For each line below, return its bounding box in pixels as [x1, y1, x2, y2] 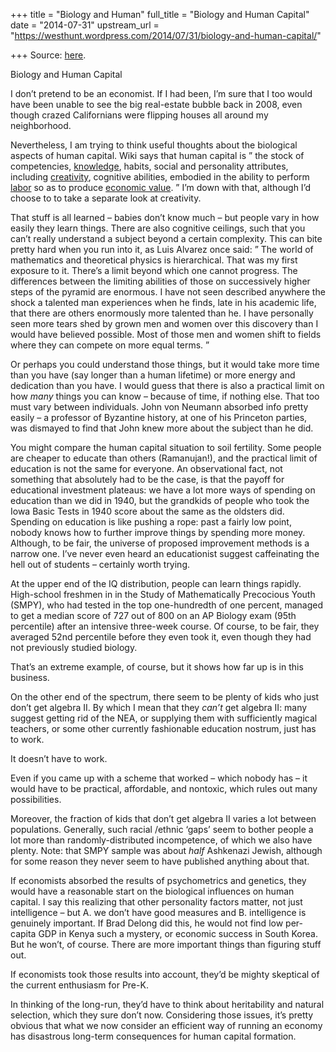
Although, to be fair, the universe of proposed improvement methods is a [10, 537, 310, 549]
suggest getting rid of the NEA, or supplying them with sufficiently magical [10, 712, 318, 724]
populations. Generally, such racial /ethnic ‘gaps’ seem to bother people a [10, 824, 314, 835]
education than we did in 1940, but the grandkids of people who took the [10, 495, 310, 506]
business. [10, 672, 50, 683]
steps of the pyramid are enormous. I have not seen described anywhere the [10, 286, 326, 298]
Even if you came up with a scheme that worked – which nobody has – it [10, 772, 308, 784]
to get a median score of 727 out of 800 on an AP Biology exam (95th [10, 610, 297, 621]
